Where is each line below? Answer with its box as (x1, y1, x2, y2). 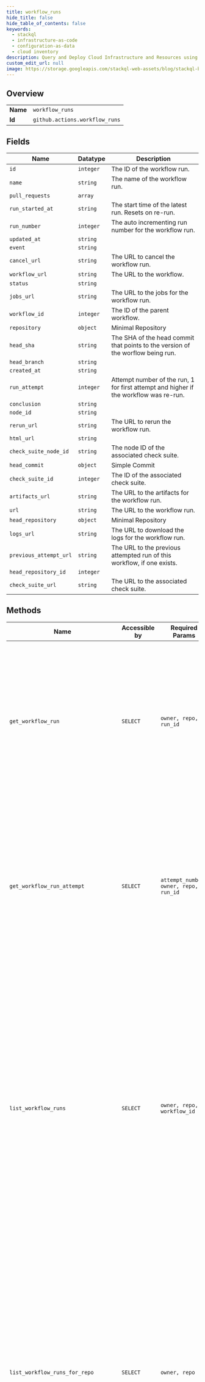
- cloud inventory (12, 49, 59, 55)
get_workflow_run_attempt (9, 882, 85, 889)
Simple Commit (111, 461, 156, 469)
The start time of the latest (111, 201, 187, 209)
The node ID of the (111, 443, 165, 452)
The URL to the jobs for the (111, 288, 189, 297)
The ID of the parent (111, 306, 169, 315)
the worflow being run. (111, 349, 176, 357)
